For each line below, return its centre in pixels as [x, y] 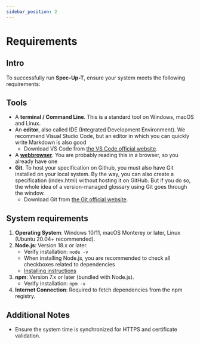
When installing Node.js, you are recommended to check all [97, 258]
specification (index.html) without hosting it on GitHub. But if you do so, [103, 180]
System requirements [47, 218]
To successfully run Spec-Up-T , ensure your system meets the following [96, 78]
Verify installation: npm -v [55, 284]
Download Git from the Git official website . [76, 199]
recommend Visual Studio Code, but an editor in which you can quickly [102, 136]
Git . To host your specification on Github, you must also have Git [94, 168]
